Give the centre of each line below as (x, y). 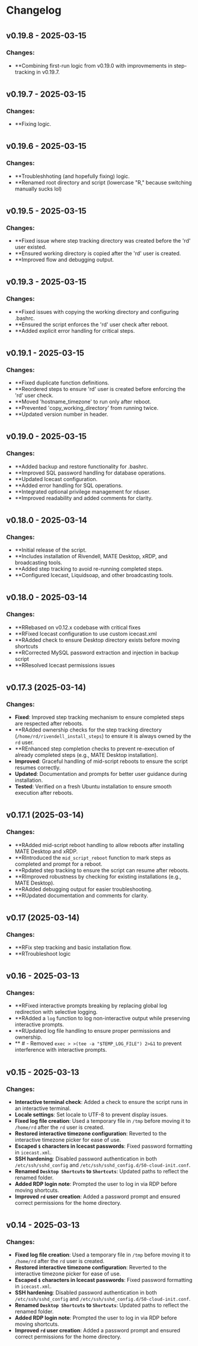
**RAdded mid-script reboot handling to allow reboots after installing (100, 845)
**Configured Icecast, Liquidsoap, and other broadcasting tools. (94, 575)
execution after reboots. (44, 793)
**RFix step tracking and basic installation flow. (73, 947)
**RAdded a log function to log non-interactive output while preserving (102, 1019)
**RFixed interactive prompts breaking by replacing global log (91, 1005)
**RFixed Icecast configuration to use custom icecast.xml (86, 634)
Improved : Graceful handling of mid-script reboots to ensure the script (101, 761)
